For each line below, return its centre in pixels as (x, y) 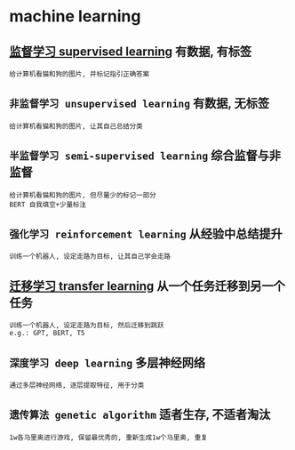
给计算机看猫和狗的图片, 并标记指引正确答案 (80, 74)
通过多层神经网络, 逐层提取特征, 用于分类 (77, 386)
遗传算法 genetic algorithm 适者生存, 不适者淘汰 (140, 415)
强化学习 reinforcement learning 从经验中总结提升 (146, 234)
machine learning (75, 16)
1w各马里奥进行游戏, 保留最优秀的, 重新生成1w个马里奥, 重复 (108, 438)
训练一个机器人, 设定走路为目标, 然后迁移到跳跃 (87, 325)
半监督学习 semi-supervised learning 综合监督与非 (145, 156)
